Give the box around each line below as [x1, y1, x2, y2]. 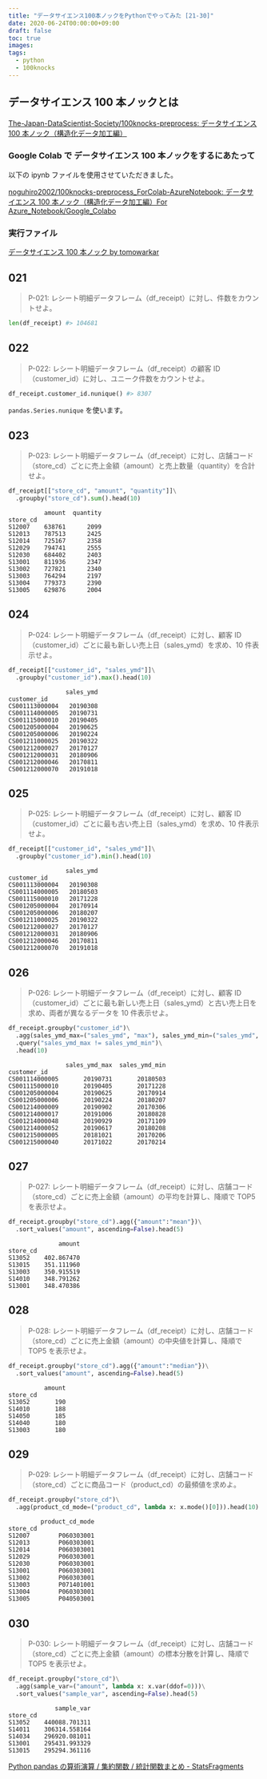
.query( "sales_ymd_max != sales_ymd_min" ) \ [15, 1039, 162, 1047]
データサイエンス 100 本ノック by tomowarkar [8, 248, 160, 257]
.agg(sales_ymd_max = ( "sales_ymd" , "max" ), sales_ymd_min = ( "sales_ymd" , [15, 1031, 260, 1040]
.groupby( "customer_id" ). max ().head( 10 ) [15, 674, 152, 682]
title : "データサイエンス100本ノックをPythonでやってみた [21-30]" [8, 11, 214, 20]
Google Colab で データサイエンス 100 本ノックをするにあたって [8, 150, 256, 161]
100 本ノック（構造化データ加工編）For [38, 197, 168, 207]
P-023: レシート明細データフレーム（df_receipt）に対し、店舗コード [27, 451, 254, 461]
